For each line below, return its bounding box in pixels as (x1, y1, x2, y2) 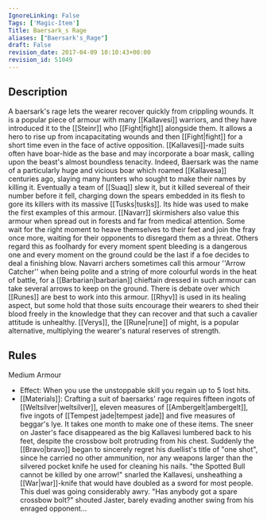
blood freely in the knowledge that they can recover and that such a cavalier (8, 309, 258, 318)
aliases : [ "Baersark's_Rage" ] (8, 33, 109, 42)
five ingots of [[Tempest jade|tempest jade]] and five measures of (19, 411, 236, 420)
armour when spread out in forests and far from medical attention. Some (8, 216, 246, 226)
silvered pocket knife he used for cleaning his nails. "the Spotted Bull (19, 461, 246, 471)
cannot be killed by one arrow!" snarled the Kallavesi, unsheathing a (19, 469, 243, 479)
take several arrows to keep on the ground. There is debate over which (8, 284, 241, 293)
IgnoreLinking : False (8, 11, 80, 20)
